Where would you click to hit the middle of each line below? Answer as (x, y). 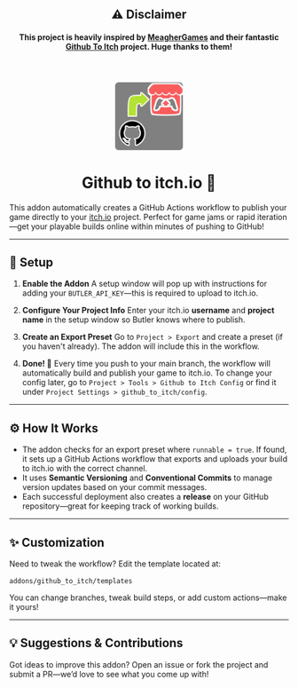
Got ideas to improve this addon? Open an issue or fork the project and (139, 664)
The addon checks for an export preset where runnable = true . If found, (154, 450)
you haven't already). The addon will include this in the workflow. (141, 346)
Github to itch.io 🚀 (149, 182)
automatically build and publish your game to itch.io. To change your (147, 373)
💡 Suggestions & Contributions (96, 643)
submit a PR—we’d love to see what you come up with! (109, 674)
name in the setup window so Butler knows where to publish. (133, 320)
